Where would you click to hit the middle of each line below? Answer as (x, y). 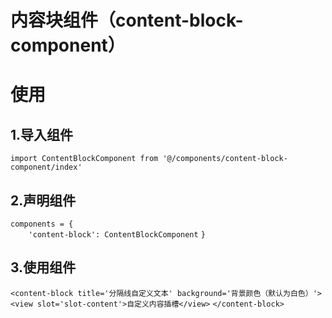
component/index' (46, 167)
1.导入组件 (42, 134)
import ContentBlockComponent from (84, 159)
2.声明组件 (43, 200)
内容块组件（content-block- (127, 20)
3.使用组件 (43, 267)
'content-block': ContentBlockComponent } (117, 235)
